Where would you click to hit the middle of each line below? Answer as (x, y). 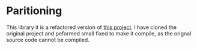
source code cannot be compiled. (48, 40)
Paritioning (34, 11)
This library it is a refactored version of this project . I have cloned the (92, 27)
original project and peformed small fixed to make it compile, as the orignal (99, 33)
